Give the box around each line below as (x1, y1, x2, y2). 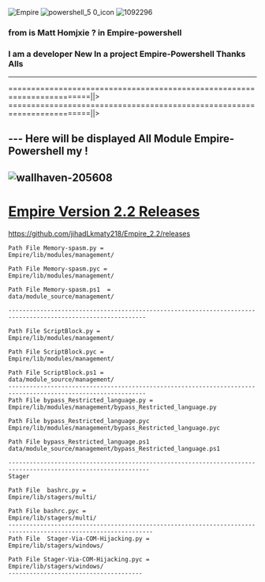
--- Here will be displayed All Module (8, 131, 192, 145)
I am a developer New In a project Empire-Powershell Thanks (8, 48, 246, 59)
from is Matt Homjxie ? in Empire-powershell (8, 27, 182, 38)
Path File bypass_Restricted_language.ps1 (8, 437, 150, 446)
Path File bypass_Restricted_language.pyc (8, 417, 150, 425)
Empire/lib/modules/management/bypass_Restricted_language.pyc (8, 424, 221, 432)
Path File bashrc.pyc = (8, 507, 87, 515)
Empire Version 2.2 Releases (8, 202, 200, 221)
